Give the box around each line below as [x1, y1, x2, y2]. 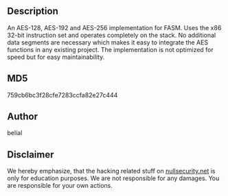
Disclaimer [7, 149, 54, 160]
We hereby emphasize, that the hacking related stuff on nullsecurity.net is [7, 167, 216, 175]
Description [7, 5, 58, 17]
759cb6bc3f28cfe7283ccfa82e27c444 [7, 90, 118, 99]
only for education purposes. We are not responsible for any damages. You [7, 174, 220, 182]
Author [7, 111, 38, 123]
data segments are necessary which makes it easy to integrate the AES [7, 38, 208, 47]
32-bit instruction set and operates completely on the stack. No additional [7, 31, 216, 39]
